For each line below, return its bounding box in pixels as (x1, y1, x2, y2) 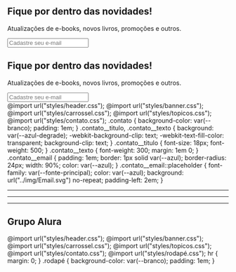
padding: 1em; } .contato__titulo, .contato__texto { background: (33, 123, 214, 132)
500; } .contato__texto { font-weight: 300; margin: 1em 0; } (30, 146, 199, 154)
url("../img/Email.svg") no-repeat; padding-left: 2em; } (7, 175, 164, 184)
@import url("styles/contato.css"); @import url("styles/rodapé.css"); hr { (7, 249, 218, 258)
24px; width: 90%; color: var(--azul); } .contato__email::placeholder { (7, 161, 207, 169)
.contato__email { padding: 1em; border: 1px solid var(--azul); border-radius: (7, 154, 227, 162)
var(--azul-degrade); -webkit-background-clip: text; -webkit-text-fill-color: (7, 131, 225, 140)
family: (7, 168, 27, 177)
